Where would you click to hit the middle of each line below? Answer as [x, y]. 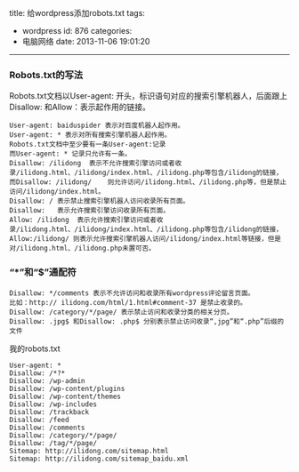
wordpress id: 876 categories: [77, 31]
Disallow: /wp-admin [48, 380]
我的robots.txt [35, 348]
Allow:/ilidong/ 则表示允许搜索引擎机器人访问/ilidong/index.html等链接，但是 [145, 239]
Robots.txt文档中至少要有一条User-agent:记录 [88, 145]
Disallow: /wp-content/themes [65, 396]
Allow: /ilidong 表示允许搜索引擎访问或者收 [86, 220]
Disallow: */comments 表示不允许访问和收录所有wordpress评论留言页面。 [132, 293]
